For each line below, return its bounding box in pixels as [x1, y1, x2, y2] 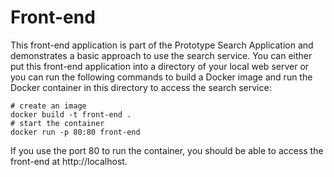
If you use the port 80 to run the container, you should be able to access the [10, 144, 324, 156]
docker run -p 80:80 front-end [10, 127, 141, 137]
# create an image [10, 101, 87, 111]
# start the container [10, 118, 105, 128]
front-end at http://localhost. [10, 155, 128, 167]
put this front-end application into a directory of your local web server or [10, 60, 310, 72]
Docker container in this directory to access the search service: [10, 81, 272, 93]
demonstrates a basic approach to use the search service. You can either [10, 49, 313, 61]
